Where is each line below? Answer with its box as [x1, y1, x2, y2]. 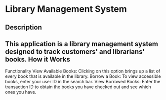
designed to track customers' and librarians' [5, 47, 145, 56]
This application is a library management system [5, 39, 158, 48]
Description [5, 23, 42, 32]
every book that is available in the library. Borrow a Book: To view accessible [5, 73, 161, 79]
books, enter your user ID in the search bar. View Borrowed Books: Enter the [5, 79, 161, 85]
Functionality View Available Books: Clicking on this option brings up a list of [5, 68, 161, 74]
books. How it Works [5, 55, 71, 64]
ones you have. [5, 89, 37, 95]
